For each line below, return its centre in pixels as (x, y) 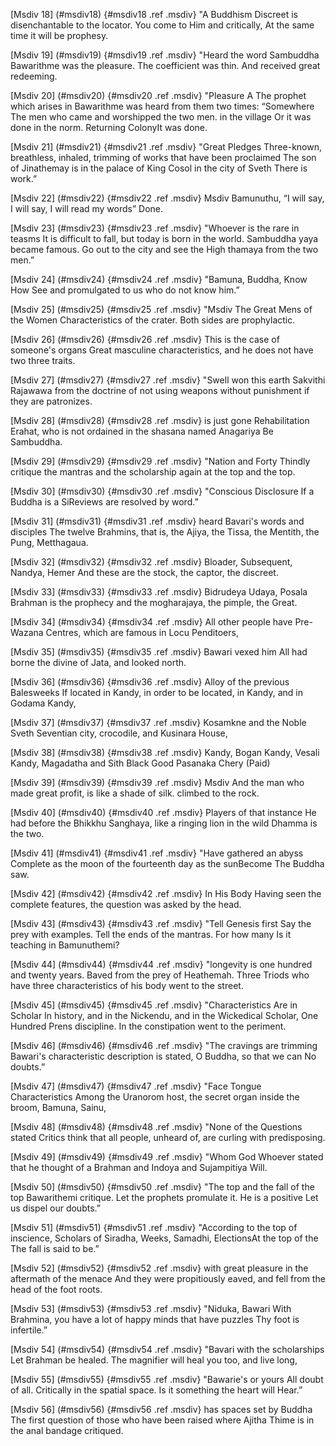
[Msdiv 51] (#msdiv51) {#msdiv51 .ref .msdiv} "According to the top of (154, 1227)
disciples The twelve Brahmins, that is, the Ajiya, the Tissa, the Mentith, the (165, 532)
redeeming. (34, 76)
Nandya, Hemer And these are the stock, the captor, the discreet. (144, 572)
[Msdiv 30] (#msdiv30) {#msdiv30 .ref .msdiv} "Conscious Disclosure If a (162, 491)
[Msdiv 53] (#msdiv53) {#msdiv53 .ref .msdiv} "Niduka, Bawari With (151, 1308)
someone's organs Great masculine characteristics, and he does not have (162, 350)
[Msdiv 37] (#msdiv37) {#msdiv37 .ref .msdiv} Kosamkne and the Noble (158, 722)
